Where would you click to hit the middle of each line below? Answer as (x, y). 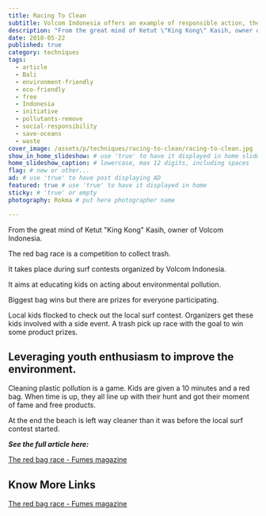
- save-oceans (38, 133)
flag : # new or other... (49, 171)
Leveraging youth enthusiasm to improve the (121, 357)
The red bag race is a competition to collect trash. (89, 253)
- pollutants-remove (49, 119)
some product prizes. (43, 332)
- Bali (26, 75)
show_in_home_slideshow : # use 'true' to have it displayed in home (123, 156)
